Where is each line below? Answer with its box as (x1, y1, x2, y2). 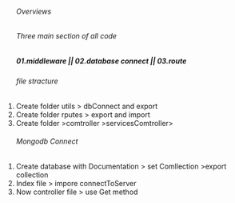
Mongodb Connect (15, 136, 78, 146)
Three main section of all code (15, 31, 117, 41)
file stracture (15, 76, 58, 86)
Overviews (15, 6, 52, 16)
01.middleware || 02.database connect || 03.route (15, 56, 187, 66)
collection (15, 170, 49, 180)
